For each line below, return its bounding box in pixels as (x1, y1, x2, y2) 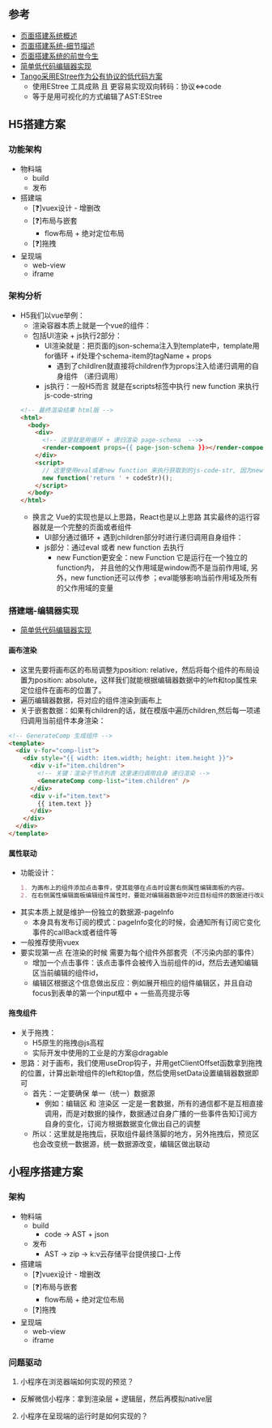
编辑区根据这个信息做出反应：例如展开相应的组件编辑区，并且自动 (32, 977, 253, 987)
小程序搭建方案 (8, 1165, 83, 1179)
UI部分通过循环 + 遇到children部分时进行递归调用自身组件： (44, 532, 244, 542)
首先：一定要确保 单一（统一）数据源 (32, 1088, 155, 1098)
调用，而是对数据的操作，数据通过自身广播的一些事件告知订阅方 (44, 1109, 257, 1118)
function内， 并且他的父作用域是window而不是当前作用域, (56, 562, 249, 573)
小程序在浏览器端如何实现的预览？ (19, 1377, 134, 1387)
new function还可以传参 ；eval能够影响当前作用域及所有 (70, 573, 258, 583)
